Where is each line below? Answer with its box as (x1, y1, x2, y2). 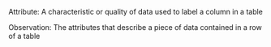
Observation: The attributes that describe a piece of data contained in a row (8, 23, 262, 32)
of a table (8, 32, 41, 41)
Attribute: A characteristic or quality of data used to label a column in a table (8, 7, 264, 16)
